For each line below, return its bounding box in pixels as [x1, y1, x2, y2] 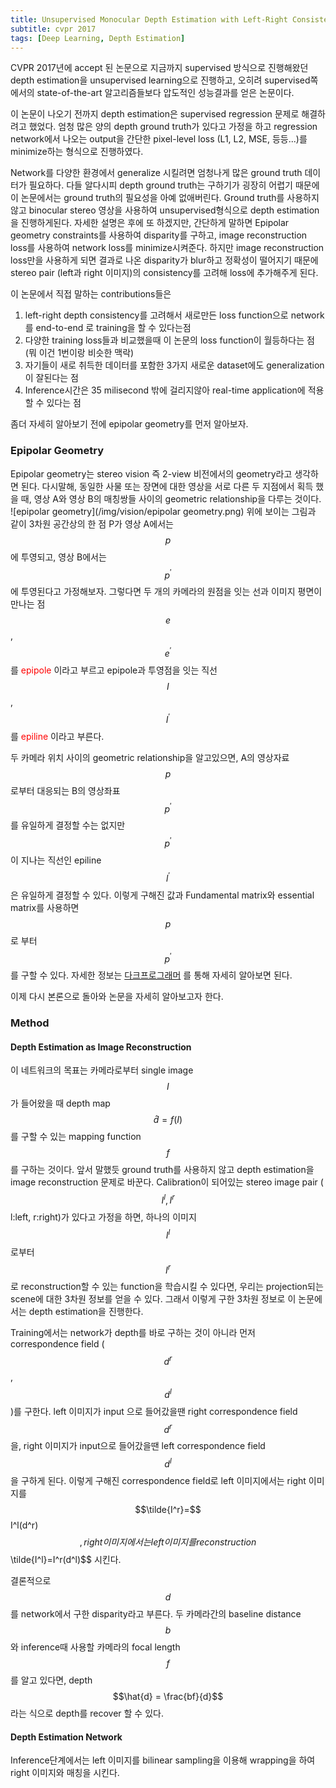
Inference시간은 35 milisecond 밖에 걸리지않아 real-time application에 [24, 384, 306, 396]
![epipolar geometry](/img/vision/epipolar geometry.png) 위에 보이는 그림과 [10, 505, 317, 517]
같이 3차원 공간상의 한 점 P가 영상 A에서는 [10, 517, 174, 530]
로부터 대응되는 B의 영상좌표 [10, 784, 121, 796]
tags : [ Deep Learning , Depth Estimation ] [10, 33, 186, 43]
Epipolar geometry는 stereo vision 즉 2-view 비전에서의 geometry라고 [10, 467, 293, 480]
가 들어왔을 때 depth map [10, 1097, 111, 1110]
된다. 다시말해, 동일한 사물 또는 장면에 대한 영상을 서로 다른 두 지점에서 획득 [20, 480, 314, 492]
